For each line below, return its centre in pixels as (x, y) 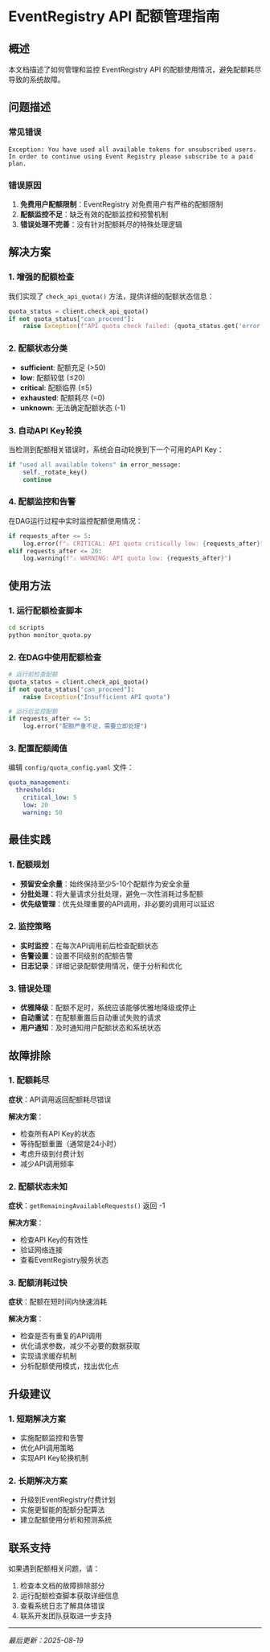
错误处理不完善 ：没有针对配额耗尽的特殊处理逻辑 (101, 224)
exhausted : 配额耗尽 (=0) (62, 397)
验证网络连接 (41, 1250)
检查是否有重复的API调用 (61, 1336)
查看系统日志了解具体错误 (62, 1606)
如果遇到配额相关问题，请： (54, 1568)
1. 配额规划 (29, 865)
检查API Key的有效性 (54, 1240)
